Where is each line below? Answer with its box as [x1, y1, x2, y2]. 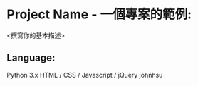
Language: [6, 52, 56, 64]
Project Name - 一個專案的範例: [6, 6, 192, 23]
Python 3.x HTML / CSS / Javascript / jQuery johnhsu [6, 70, 163, 79]
